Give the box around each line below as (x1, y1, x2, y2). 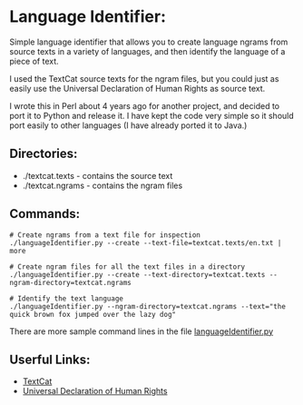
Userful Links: (9, 351, 91, 367)
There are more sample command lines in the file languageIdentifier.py (9, 325, 274, 337)
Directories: (9, 146, 78, 162)
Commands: (9, 206, 81, 222)
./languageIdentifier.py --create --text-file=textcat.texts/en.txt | (9, 238, 282, 247)
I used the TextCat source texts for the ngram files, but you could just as (9, 73, 279, 84)
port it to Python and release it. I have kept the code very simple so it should (9, 110, 295, 121)
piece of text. (9, 55, 59, 66)
